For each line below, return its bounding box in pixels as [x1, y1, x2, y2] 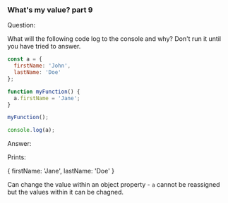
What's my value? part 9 [7, 5, 93, 15]
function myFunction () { [7, 88, 80, 95]
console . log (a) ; [7, 127, 55, 134]
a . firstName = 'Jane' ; [13, 94, 80, 101]
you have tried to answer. [7, 42, 81, 51]
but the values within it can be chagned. [7, 188, 124, 197]
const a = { [7, 56, 42, 63]
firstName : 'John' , [13, 62, 71, 70]
